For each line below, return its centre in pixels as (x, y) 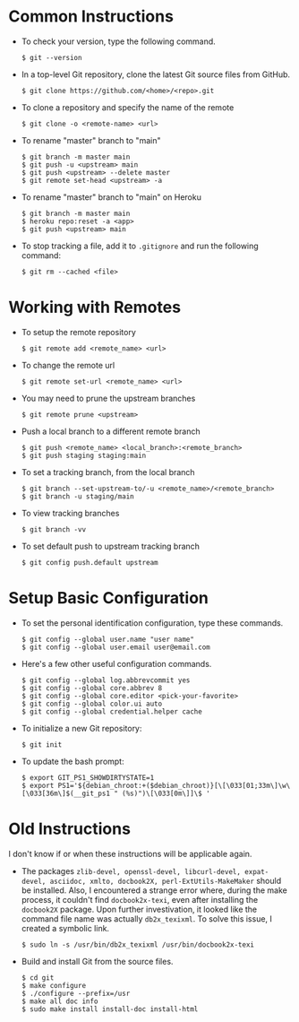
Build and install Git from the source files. (97, 961)
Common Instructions (91, 17)
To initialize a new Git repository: (81, 728)
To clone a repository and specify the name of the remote (128, 107)
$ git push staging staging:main (84, 455)
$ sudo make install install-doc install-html (110, 1009)
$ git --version (51, 57)
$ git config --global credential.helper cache (111, 711)
